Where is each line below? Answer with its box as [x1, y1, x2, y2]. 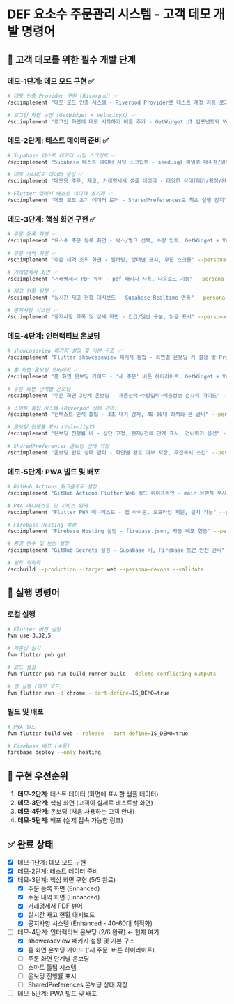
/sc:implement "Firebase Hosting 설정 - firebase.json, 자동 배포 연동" [7, 527, 211, 535]
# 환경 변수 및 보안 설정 [7, 541, 70, 548]
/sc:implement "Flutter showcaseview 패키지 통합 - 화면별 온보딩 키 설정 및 [7, 354, 217, 361]
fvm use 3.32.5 [7, 632, 52, 640]
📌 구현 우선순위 [7, 770, 68, 782]
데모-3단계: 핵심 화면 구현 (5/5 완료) [17, 876, 116, 884]
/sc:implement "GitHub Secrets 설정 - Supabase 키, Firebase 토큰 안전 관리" [7, 547, 225, 554]
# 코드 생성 [7, 664, 36, 671]
